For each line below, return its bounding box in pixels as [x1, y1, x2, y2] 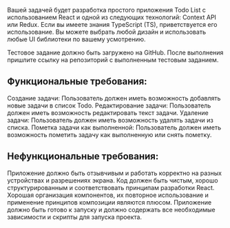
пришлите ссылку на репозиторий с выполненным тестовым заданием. [7, 56, 219, 64]
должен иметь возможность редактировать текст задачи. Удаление [7, 108, 209, 116]
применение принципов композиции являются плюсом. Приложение [7, 198, 212, 206]
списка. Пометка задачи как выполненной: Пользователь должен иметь [7, 123, 222, 132]
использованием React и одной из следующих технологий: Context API [7, 13, 217, 21]
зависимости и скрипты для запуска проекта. [7, 213, 143, 221]
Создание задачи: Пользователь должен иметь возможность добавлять [7, 94, 221, 102]
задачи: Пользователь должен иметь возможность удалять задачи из [7, 116, 213, 124]
